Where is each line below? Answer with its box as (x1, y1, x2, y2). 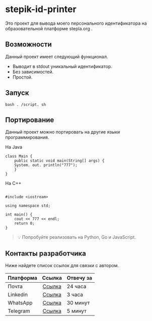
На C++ (5, 180, 22, 186)
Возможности (5, 40, 52, 49)
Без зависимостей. (12, 69, 54, 75)
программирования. (5, 135, 49, 141)
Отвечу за (66, 275, 92, 282)
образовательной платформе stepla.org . (5, 25, 93, 31)
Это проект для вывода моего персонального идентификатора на (5, 20, 147, 26)
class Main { (5, 154, 33, 159)
